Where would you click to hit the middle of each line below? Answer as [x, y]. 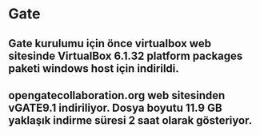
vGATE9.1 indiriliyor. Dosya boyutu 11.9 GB [115, 107]
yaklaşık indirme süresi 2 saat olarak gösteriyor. [130, 120]
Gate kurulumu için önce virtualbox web [110, 44]
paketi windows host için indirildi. [94, 68]
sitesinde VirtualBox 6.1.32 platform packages [126, 56]
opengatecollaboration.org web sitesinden [117, 95]
